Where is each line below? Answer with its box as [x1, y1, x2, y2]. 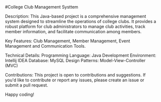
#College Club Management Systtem [5, 4, 78, 10]
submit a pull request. [5, 82, 48, 88]
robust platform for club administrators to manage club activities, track [5, 24, 146, 29]
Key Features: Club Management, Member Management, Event [5, 38, 131, 44]
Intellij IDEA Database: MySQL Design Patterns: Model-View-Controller [5, 58, 146, 63]
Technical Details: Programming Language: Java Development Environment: [5, 52, 156, 58]
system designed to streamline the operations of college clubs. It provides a [5, 19, 156, 24]
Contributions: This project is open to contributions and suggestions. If [5, 72, 146, 77]
